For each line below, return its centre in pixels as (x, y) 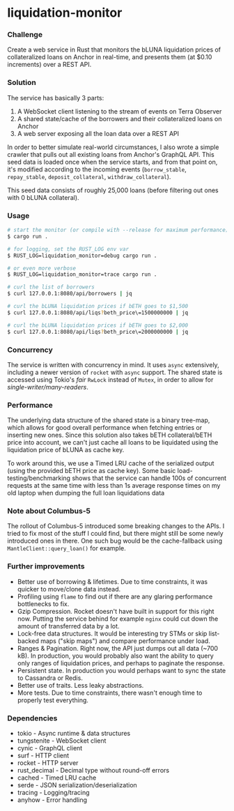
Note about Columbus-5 (49, 511)
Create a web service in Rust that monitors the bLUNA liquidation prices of (114, 49)
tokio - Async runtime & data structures (74, 734)
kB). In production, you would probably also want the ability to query (115, 656)
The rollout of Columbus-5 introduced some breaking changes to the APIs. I (116, 526)
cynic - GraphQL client (50, 748)
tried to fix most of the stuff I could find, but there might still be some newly (116, 534)
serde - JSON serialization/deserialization (77, 785)
